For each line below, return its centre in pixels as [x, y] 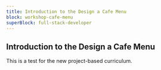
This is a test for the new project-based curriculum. [69, 61]
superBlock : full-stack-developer [49, 23]
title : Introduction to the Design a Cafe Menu [66, 12]
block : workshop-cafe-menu [40, 17]
